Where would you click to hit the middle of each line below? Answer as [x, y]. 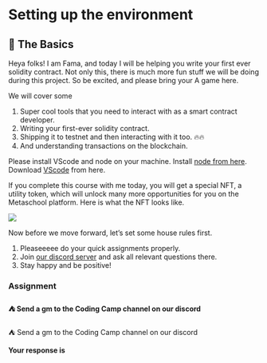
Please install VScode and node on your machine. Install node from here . [128, 161]
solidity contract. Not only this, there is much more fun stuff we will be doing [133, 72]
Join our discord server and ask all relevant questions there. [118, 257]
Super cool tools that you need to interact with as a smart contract [128, 111]
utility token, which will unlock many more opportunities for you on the [124, 194]
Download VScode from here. [57, 170]
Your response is [37, 350]
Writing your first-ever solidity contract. [84, 128]
